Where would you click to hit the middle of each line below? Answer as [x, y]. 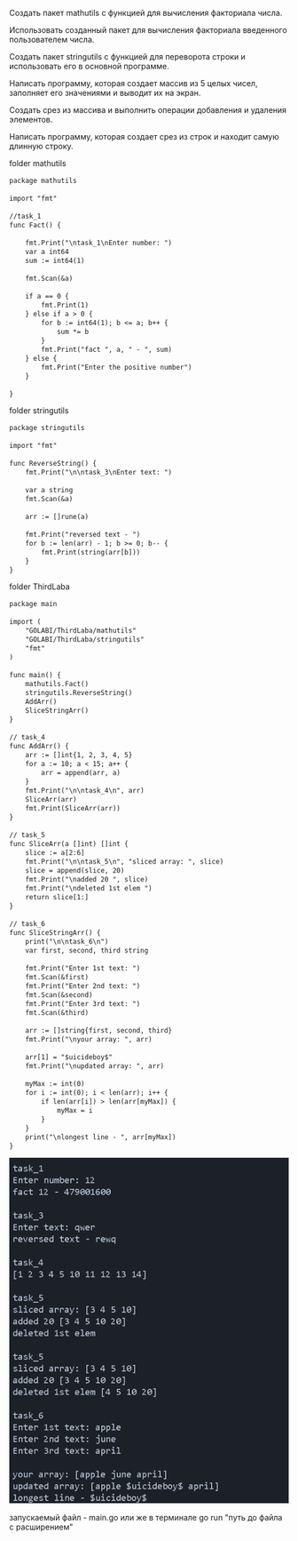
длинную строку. [41, 146]
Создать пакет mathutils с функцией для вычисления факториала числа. [146, 13]
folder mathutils [38, 163]
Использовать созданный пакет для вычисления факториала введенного [148, 30]
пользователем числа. [52, 40]
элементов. [31, 120]
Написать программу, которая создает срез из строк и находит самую [144, 136]
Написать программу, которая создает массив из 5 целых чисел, [133, 83]
